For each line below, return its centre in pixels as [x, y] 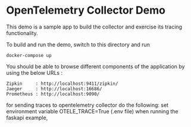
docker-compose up [29, 55]
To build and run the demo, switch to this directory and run [78, 45]
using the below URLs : [35, 72]
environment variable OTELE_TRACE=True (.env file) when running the [92, 111]
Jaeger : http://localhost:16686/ [54, 89]
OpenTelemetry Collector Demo [86, 10]
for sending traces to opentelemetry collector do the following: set [87, 105]
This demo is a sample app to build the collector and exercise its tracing [94, 27]
